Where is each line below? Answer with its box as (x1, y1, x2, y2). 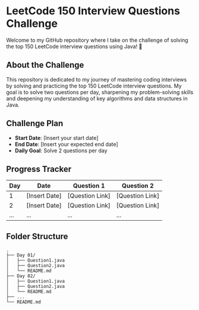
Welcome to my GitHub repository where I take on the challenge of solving (6, 36, 188, 43)
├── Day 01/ (6, 252, 36, 258)
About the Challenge (6, 60, 84, 70)
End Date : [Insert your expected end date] (14, 140, 119, 148)
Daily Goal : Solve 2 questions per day (14, 147, 108, 154)
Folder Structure (6, 231, 68, 242)
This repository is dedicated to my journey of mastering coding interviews (6, 76, 187, 83)
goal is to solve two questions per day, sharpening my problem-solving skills (6, 88, 194, 96)
